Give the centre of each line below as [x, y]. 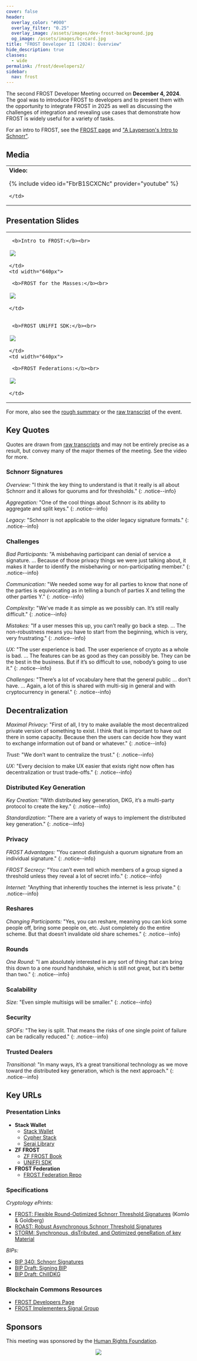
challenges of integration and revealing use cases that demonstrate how [93, 113]
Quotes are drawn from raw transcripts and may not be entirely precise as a [98, 444]
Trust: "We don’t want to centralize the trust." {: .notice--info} [80, 754]
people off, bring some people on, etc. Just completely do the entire [88, 927]
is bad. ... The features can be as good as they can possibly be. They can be [98, 656]
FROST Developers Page [45, 1302]
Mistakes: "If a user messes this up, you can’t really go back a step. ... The [96, 626]
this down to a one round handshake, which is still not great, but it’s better [95, 968]
